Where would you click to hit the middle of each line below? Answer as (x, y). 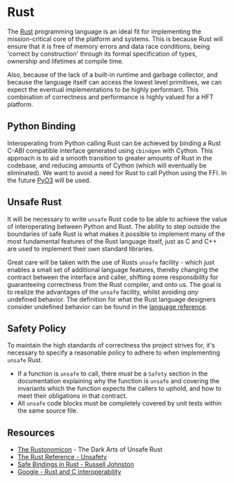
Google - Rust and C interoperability (69, 472)
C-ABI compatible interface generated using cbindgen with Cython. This (110, 150)
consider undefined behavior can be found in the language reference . (108, 306)
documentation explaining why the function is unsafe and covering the (118, 381)
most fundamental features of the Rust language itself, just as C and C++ (112, 241)
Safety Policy (37, 328)
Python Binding (42, 126)
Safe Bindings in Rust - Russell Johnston (76, 464)
